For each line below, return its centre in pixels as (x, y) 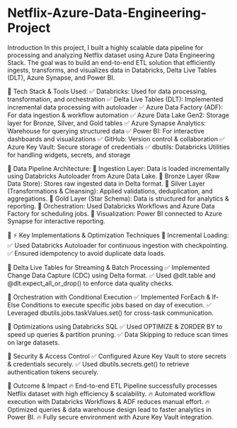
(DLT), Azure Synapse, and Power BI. (61, 77)
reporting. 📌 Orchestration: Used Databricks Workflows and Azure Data (111, 206)
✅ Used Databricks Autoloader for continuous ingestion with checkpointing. (118, 245)
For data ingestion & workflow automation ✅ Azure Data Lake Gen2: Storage (118, 115)
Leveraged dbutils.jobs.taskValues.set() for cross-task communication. (110, 313)
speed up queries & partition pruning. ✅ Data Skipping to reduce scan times (118, 334)
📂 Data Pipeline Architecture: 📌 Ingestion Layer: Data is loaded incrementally (118, 168)
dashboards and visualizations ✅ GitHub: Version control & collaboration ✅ (116, 138)
